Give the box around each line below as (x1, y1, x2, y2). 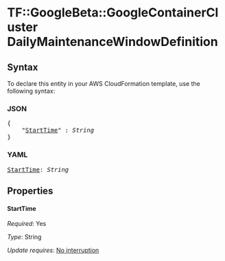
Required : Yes (7, 220, 47, 228)
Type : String (7, 233, 42, 241)
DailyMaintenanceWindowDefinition (7, 34, 218, 49)
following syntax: (7, 87, 56, 95)
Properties (7, 185, 54, 196)
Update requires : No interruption (7, 246, 99, 255)
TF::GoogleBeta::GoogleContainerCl (7, 5, 219, 21)
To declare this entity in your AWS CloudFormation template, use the (7, 80, 200, 87)
